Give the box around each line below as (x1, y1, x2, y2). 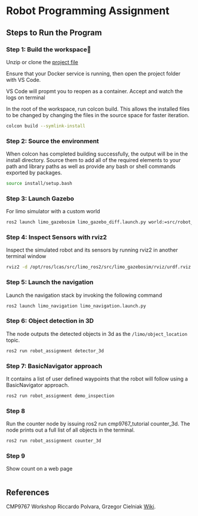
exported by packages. (6, 169, 62, 176)
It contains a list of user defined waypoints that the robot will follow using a (6, 375, 189, 382)
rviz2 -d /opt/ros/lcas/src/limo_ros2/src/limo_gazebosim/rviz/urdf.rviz (6, 264, 192, 270)
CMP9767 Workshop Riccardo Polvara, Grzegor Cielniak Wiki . (6, 503, 156, 510)
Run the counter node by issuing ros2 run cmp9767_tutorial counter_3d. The (6, 420, 190, 428)
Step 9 (6, 452, 25, 460)
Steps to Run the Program (6, 28, 102, 38)
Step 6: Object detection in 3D (6, 317, 94, 325)
